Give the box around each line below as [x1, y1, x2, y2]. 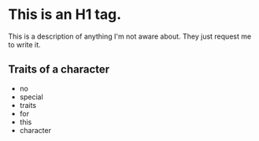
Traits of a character [8, 63, 110, 76]
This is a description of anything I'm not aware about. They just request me [8, 32, 252, 41]
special [19, 92, 43, 102]
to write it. [8, 39, 41, 49]
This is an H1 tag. [8, 6, 122, 24]
